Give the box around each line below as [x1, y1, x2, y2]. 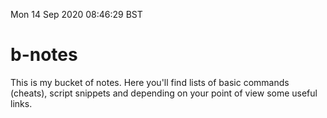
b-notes [10, 44, 78, 66]
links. [10, 97, 33, 109]
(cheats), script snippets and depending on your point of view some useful [10, 87, 318, 99]
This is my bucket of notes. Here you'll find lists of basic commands [10, 76, 290, 88]
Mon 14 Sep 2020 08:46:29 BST [10, 9, 143, 20]
